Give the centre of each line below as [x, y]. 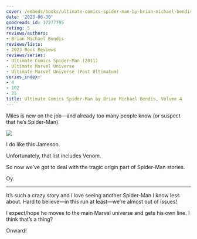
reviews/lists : [25, 45]
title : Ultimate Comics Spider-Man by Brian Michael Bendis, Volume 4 [94, 99]
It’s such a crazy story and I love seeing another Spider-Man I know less [93, 195]
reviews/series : [26, 55]
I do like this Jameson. [33, 144]
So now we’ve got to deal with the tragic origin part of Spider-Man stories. [96, 167]
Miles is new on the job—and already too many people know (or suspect [93, 116]
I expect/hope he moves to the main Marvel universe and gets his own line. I [98, 213]
